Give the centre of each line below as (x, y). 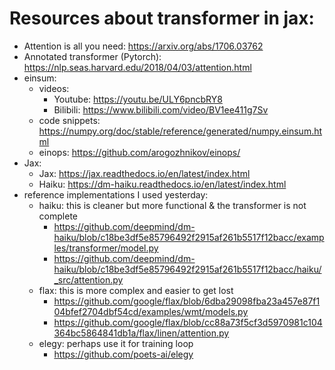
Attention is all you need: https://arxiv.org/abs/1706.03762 (143, 46)
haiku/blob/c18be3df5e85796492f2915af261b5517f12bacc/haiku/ (187, 269)
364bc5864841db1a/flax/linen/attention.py (141, 333)
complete (58, 216)
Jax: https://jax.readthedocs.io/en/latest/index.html (144, 173)
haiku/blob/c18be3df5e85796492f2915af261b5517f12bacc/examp (189, 237)
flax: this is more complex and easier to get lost (136, 290)
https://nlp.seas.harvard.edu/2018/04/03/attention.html (137, 67)
